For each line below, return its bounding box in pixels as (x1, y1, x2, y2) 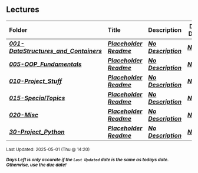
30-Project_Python (9, 128, 65, 136)
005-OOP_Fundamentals (9, 60, 82, 68)
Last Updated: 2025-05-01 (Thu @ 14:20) (6, 147, 90, 152)
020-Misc (9, 111, 38, 119)
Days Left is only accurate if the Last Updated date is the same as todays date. (6, 157, 169, 162)
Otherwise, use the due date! (6, 162, 67, 168)
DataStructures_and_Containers (9, 46, 102, 55)
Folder (9, 26, 28, 34)
